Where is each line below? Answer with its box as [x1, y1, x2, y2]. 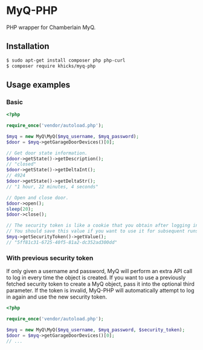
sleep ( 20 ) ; [6, 206, 34, 212]
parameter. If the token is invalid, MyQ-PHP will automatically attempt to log [6, 287, 195, 294]
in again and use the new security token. [6, 293, 108, 300]
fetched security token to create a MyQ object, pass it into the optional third [6, 280, 195, 288]
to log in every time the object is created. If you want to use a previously [6, 274, 186, 282]
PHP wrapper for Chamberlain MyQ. [6, 24, 96, 31]
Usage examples [6, 79, 71, 90]
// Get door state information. [6, 150, 88, 156]
